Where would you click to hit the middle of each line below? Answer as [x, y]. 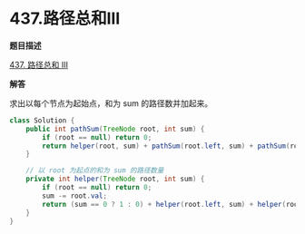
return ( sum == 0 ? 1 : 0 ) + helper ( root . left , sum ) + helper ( [164, 204]
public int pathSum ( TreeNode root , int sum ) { [115, 129]
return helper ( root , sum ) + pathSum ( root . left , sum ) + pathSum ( [166, 146]
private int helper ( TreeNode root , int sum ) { [115, 179]
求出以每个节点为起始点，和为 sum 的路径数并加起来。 [111, 103]
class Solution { [42, 120]
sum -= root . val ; [74, 196]
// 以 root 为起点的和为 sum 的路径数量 [95, 171]
